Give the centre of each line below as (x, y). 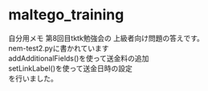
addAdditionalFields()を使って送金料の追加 (79, 58)
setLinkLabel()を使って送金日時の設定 (70, 68)
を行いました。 (33, 78)
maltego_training (66, 15)
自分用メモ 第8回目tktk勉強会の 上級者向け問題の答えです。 (106, 38)
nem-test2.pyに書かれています (59, 48)
